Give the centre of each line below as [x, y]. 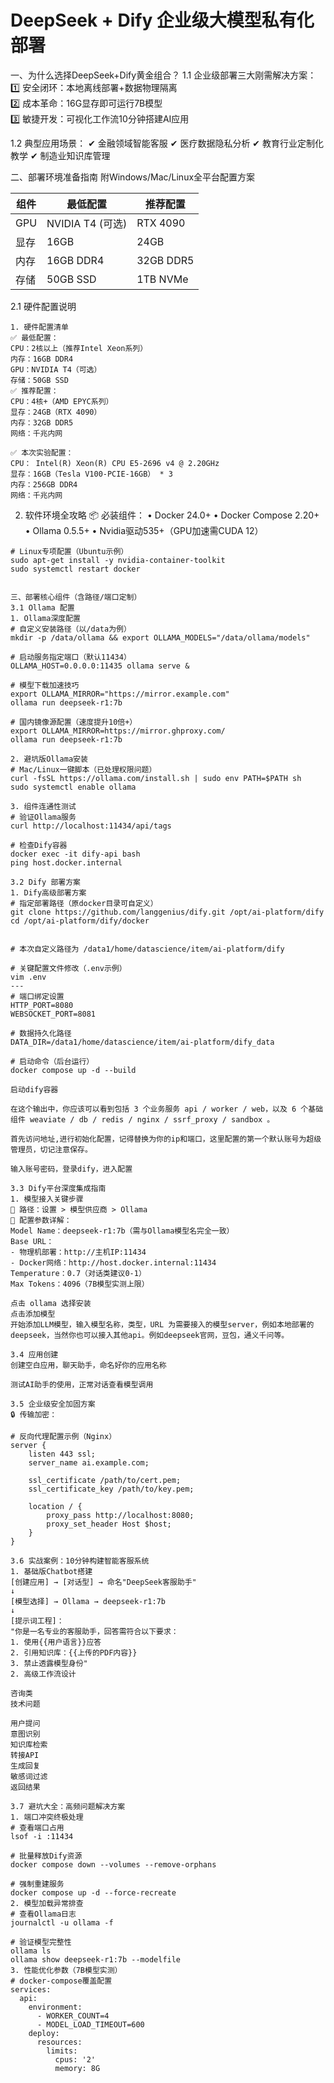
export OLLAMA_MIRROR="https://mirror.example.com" [120, 694]
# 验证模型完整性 [41, 1942]
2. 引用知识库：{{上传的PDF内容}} [74, 1652]
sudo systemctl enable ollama [73, 787]
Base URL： [32, 1241]
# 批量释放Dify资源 [46, 1856]
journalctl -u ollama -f [62, 1922]
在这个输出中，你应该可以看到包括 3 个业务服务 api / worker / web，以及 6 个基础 [167, 1109]
